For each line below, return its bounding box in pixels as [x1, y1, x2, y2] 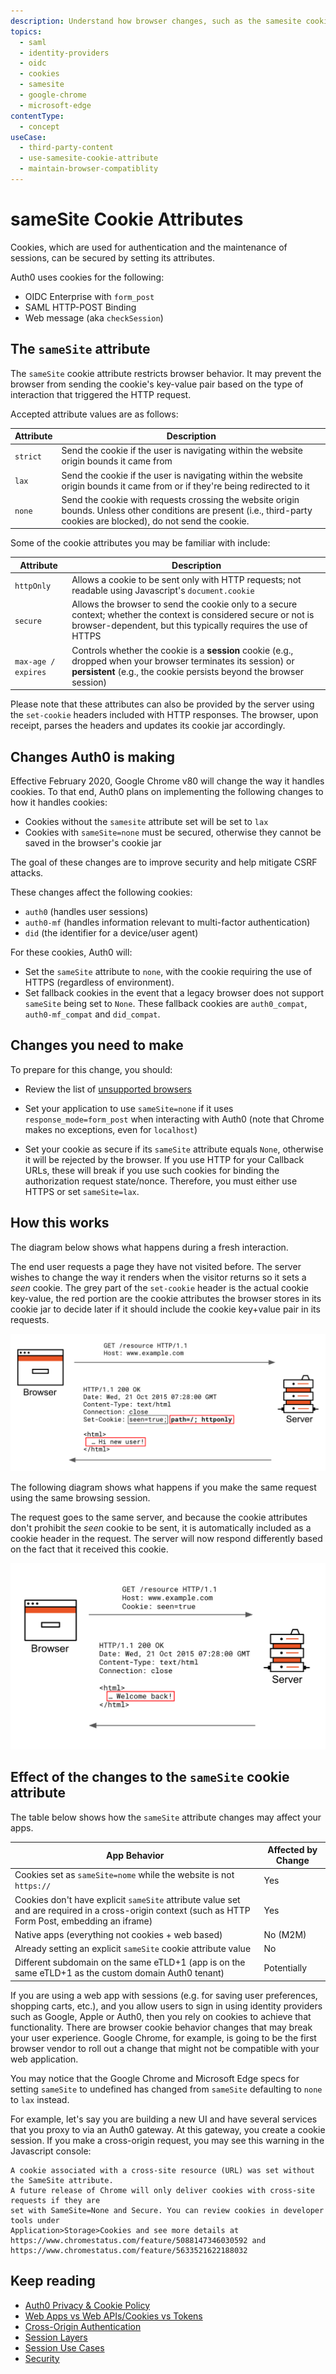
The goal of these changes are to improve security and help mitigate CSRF [10, 856, 318, 868]
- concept [19, 121, 60, 132]
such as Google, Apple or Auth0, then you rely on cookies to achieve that [10, 2010, 312, 2022]
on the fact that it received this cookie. [10, 1543, 169, 1555]
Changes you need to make [10, 1037, 184, 1054]
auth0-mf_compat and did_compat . [24, 1008, 161, 1020]
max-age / [14, 656, 56, 667]
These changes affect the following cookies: [10, 886, 193, 898]
